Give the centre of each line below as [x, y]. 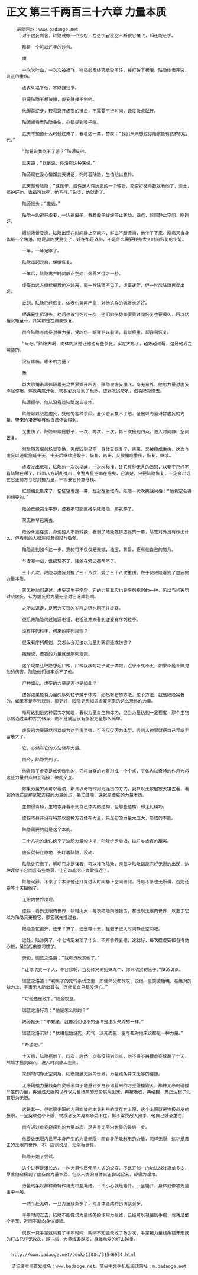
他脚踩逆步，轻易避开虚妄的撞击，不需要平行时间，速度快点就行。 [90, 111]
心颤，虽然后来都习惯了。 [33, 946]
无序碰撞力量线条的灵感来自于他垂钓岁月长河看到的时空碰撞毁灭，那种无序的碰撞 [105, 1085]
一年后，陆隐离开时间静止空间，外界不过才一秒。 [72, 274]
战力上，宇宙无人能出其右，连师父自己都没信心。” [57, 987]
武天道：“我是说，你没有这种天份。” [59, 163]
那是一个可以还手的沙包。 [48, 47]
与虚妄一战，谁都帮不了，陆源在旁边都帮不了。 [70, 561]
